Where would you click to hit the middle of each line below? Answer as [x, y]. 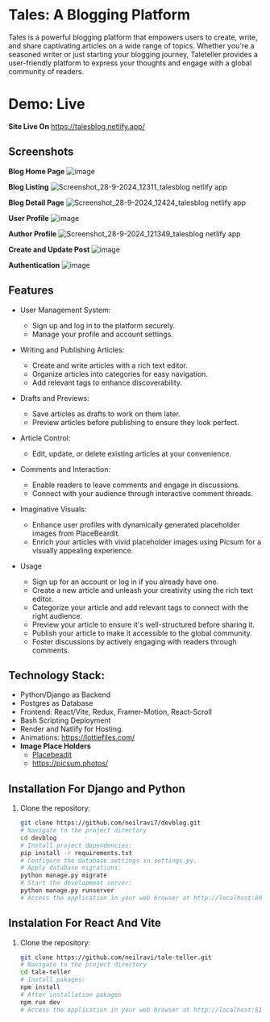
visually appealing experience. [83, 550]
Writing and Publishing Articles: [72, 349]
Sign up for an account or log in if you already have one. [125, 582]
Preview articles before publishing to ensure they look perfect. [135, 422]
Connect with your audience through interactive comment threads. [143, 493]
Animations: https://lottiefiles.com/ [77, 738]
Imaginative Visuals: [53, 509]
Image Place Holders [55, 746]
